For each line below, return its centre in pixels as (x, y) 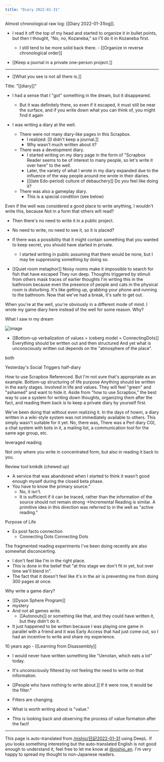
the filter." (22, 690)
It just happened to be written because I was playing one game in (78, 626)
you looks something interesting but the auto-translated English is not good (81, 744)
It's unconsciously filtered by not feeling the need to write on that (78, 670)
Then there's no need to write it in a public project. (63, 220)
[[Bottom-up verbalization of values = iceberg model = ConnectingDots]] (85, 338)
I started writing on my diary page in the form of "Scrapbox (86, 155)
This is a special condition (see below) (65, 196)
